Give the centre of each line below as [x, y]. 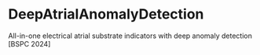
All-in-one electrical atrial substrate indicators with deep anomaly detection [130, 36]
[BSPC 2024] [29, 43]
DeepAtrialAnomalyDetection [106, 14]
